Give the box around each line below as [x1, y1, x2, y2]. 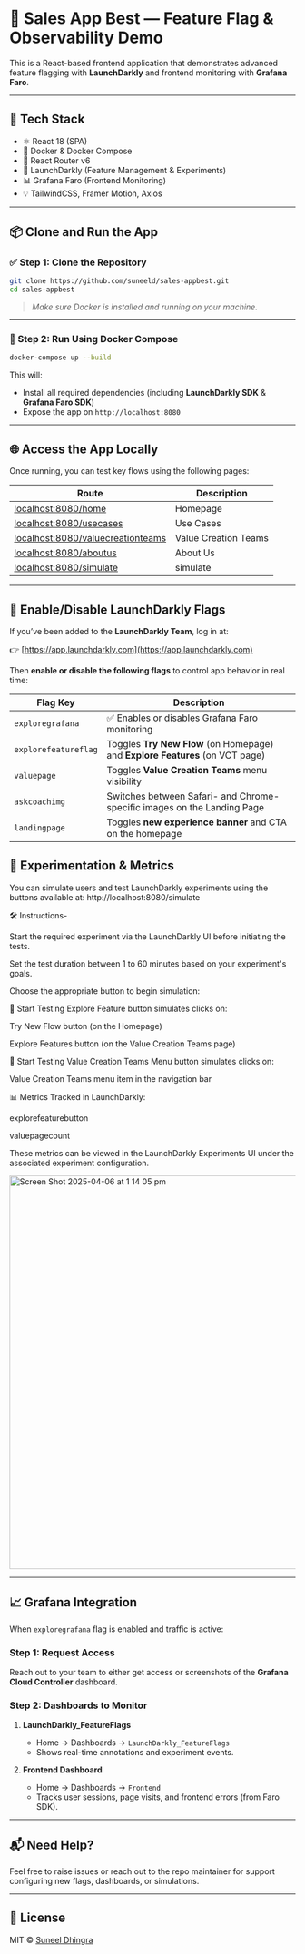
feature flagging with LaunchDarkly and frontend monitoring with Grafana [9, 67, 288, 78]
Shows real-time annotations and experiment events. [35, 1747, 234, 1758]
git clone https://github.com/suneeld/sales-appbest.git [9, 277, 230, 286]
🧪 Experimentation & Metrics [9, 858, 175, 874]
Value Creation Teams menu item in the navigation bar [9, 1073, 212, 1084]
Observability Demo [9, 27, 163, 48]
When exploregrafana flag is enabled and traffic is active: [9, 1624, 224, 1635]
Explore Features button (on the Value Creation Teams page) [9, 1038, 236, 1049]
